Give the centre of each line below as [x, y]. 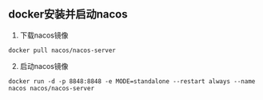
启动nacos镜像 [44, 66]
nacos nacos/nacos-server [51, 88]
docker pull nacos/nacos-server [62, 50]
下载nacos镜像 [44, 35]
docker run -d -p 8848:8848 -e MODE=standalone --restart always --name [132, 81]
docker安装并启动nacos [68, 14]
